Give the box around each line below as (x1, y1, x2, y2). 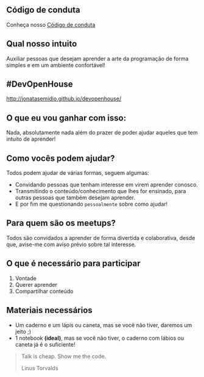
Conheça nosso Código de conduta (6, 21, 96, 28)
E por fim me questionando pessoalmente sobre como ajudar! (15, 200, 168, 208)
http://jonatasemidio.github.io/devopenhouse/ (6, 95, 122, 102)
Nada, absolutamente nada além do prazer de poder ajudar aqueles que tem (6, 129, 198, 136)
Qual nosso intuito (6, 39, 77, 49)
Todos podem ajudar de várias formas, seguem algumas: (6, 169, 149, 177)
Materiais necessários (6, 305, 93, 315)
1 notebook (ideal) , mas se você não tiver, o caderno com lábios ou (15, 334, 185, 342)
